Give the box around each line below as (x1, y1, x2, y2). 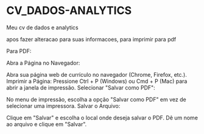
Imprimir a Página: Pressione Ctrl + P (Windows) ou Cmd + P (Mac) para (6, 77, 188, 85)
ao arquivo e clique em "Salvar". (6, 120, 87, 128)
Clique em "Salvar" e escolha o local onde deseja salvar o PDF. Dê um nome (6, 114, 198, 121)
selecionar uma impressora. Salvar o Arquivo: (6, 102, 121, 110)
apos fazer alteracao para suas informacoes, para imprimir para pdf (6, 35, 177, 43)
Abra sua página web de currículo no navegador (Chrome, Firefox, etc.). (6, 71, 187, 78)
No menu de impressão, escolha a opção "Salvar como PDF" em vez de (6, 96, 187, 103)
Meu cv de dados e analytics (6, 24, 79, 31)
